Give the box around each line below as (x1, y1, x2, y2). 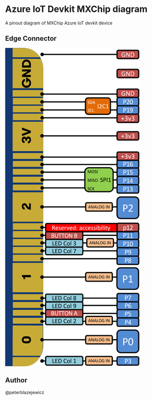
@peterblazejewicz (5, 389, 45, 395)
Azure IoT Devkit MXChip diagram (5, 3, 148, 15)
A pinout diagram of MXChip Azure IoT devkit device (5, 20, 113, 26)
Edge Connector (5, 34, 57, 43)
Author (5, 376, 27, 385)
